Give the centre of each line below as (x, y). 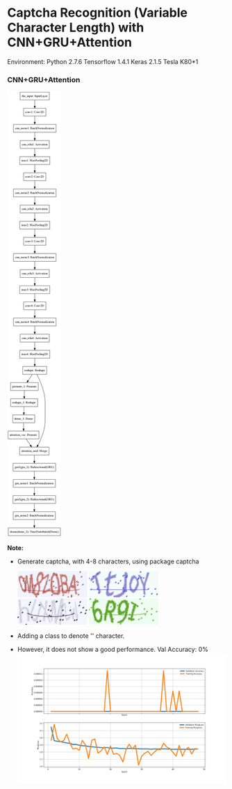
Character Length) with (76, 28)
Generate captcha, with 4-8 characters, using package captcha (108, 561)
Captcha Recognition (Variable (97, 13)
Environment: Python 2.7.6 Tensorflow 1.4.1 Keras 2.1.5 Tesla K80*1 (103, 61)
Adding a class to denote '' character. (71, 636)
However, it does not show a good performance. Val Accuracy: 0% (113, 650)
